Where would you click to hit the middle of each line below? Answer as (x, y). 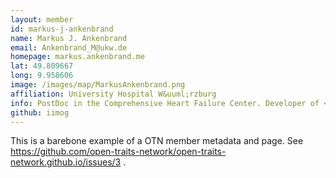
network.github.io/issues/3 (66, 162)
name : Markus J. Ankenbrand (69, 38)
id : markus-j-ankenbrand (62, 29)
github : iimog (40, 112)
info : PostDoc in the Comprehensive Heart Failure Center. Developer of (165, 103)
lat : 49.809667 (42, 66)
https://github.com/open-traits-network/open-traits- (118, 152)
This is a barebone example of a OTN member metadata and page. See (157, 141)
